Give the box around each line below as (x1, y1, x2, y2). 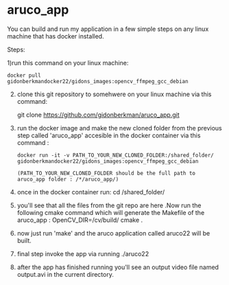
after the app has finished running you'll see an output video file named (16, 263, 219, 271)
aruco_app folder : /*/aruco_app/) (16, 176, 119, 183)
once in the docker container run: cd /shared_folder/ (16, 187, 165, 196)
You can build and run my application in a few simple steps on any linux (7, 25, 209, 33)
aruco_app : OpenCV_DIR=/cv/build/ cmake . (16, 216, 143, 224)
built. (16, 236, 32, 244)
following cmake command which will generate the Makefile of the (16, 208, 205, 216)
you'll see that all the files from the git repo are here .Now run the (16, 201, 202, 209)
